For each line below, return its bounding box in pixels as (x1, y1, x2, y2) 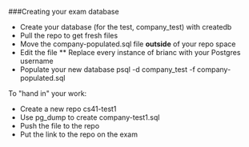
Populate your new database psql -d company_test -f (19, 65, 196, 74)
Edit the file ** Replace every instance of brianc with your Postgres (19, 48, 241, 57)
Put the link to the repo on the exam (19, 129, 139, 139)
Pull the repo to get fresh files (19, 31, 118, 40)
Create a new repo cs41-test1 (19, 104, 117, 113)
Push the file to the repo (19, 121, 100, 130)
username (19, 56, 54, 66)
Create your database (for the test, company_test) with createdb (19, 22, 232, 31)
